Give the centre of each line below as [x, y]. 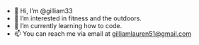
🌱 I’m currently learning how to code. [68, 26]
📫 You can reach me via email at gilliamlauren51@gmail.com [103, 34]
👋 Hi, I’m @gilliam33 [43, 11]
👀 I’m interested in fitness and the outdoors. [78, 18]
